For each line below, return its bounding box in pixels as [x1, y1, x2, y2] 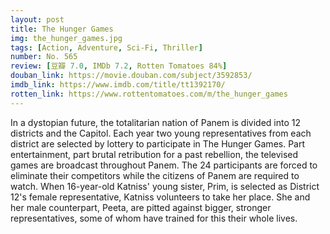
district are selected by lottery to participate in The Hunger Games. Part [10, 137, 306, 150]
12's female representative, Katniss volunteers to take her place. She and [10, 191, 311, 203]
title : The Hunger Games [10, 24, 114, 34]
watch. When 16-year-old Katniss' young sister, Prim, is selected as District [10, 180, 320, 192]
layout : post [10, 14, 65, 25]
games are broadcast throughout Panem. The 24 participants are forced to [10, 159, 318, 171]
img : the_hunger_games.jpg [10, 33, 123, 43]
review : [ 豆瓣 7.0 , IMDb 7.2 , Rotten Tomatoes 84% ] [10, 61, 228, 71]
